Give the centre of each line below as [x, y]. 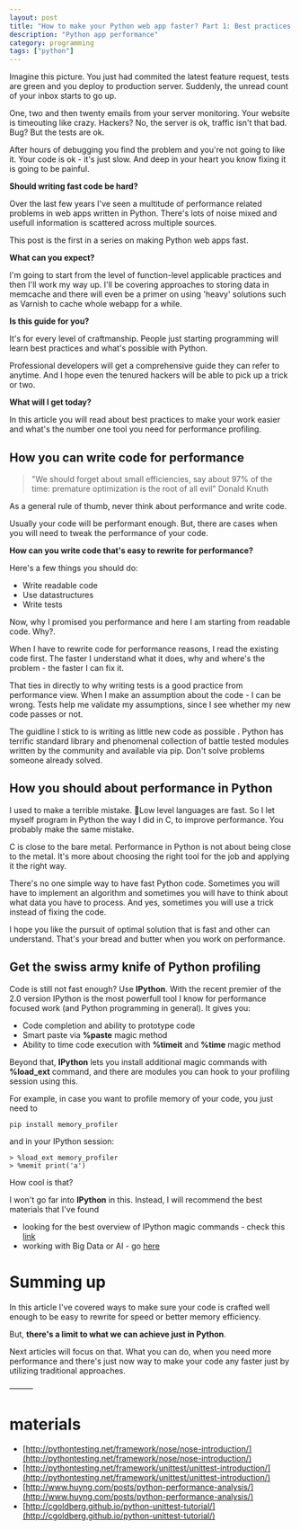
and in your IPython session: [62, 1141]
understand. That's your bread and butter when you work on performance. [147, 939]
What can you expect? [52, 258]
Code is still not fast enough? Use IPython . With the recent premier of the [146, 989]
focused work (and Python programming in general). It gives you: [130, 1007]
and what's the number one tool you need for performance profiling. [136, 429]
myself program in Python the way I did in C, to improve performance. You [147, 819]
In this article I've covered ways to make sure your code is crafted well [140, 1307]
